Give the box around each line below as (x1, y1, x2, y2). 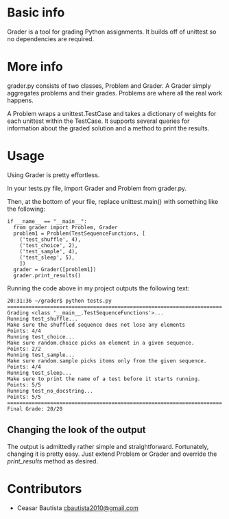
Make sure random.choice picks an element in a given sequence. (7, 339, 195, 346)
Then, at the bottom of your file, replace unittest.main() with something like (7, 197, 219, 205)
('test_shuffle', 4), (19, 235, 81, 243)
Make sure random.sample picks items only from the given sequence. (7, 357, 207, 365)
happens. (7, 96, 34, 104)
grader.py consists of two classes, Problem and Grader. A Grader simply (7, 81, 211, 90)
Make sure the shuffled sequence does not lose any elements (7, 321, 186, 328)
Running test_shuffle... (7, 315, 78, 322)
